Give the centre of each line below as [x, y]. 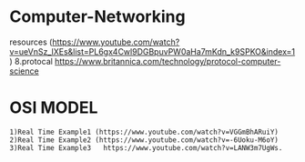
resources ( [31, 42]
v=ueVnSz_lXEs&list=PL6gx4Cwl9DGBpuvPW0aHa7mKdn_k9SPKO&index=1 [152, 51]
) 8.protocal [31, 61]
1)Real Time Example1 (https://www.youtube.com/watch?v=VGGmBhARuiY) [144, 132]
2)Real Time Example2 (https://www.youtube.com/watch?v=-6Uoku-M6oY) [144, 140]
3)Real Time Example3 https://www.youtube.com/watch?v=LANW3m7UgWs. [146, 147]
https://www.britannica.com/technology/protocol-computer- [168, 61]
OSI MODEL [54, 108]
